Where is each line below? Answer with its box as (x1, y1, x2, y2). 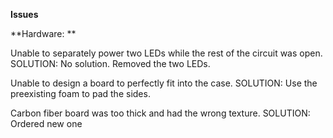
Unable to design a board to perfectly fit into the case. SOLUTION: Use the (10, 77, 318, 89)
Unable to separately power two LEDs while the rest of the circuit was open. (10, 47, 323, 59)
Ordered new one (10, 118, 83, 129)
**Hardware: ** (10, 28, 77, 39)
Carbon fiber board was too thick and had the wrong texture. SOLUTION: (10, 107, 311, 119)
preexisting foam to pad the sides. (10, 88, 151, 99)
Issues (10, 9, 39, 20)
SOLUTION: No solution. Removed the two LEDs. (10, 58, 211, 69)
